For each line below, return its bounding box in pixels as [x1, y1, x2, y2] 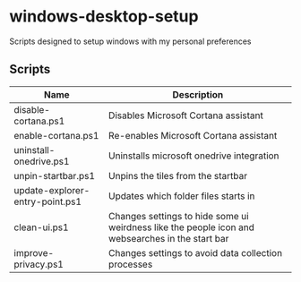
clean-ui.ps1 [13, 221, 69, 234]
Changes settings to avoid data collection [108, 246, 283, 259]
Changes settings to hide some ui [108, 209, 249, 222]
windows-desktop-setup [9, 6, 199, 27]
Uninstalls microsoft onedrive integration [108, 150, 279, 162]
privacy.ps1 [13, 258, 64, 270]
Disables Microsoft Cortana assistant [108, 109, 264, 122]
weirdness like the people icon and [108, 221, 255, 234]
